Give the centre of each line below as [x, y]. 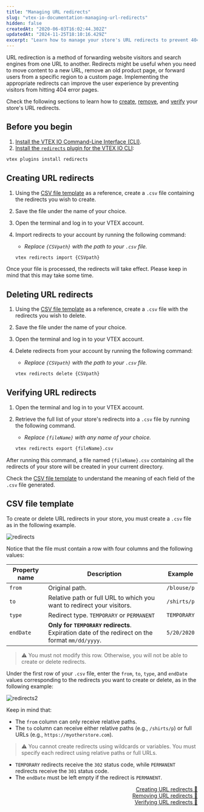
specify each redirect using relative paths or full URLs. [89, 752]
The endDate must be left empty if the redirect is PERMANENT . [89, 777]
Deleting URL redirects [50, 294]
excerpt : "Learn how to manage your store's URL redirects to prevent [97, 40]
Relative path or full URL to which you [101, 598]
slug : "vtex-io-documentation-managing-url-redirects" [77, 18]
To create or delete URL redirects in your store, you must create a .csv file [99, 518]
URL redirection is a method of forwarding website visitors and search [94, 57]
